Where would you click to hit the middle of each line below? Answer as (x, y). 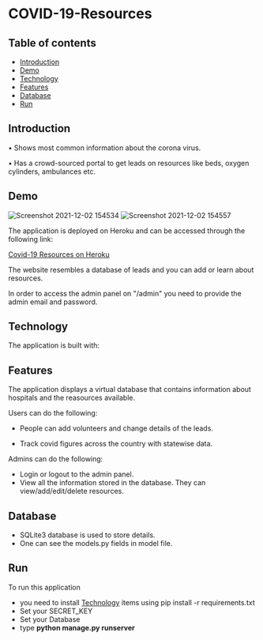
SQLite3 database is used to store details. (87, 535)
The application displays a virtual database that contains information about (130, 390)
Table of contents (52, 43)
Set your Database (50, 619)
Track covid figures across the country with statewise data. (116, 444)
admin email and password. (53, 302)
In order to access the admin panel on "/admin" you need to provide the (125, 293)
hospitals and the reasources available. (72, 398)
